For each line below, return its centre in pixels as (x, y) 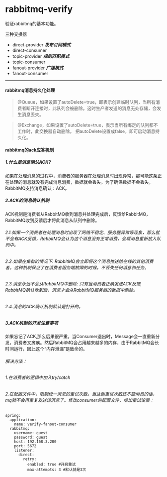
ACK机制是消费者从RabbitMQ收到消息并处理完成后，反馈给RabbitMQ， (78, 214)
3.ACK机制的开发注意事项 (32, 323)
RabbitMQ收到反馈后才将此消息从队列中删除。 (52, 220)
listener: (24, 450)
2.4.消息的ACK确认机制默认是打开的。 (44, 307)
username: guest (31, 433)
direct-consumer (30, 50)
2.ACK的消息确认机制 (27, 201)
